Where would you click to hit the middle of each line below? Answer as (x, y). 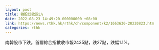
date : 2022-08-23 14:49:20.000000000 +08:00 (51, 19)
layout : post (18, 10)
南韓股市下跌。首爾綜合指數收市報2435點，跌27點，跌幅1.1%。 (68, 43)
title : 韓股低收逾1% (24, 14)
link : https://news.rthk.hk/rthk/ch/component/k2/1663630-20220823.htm (79, 23)
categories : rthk (23, 28)
